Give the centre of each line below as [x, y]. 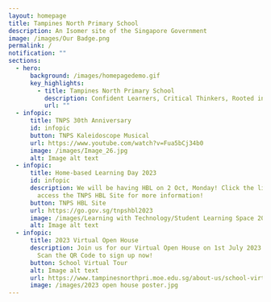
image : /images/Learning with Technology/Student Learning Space [142, 218]
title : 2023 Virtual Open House [84, 241]
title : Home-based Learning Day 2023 [93, 173]
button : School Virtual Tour [79, 263]
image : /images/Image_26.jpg [79, 151]
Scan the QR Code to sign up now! [95, 255]
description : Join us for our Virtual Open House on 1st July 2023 [146, 248]
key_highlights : [57, 83]
